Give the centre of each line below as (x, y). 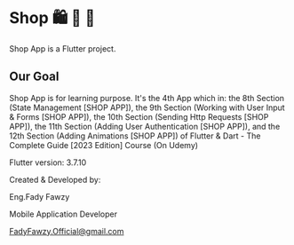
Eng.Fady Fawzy (40, 196)
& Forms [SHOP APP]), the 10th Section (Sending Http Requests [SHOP (139, 116)
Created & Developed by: (55, 179)
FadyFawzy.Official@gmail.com (67, 231)
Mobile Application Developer (64, 214)
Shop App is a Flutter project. (63, 48)
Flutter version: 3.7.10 (48, 162)
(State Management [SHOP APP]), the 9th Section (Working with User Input (147, 107)
